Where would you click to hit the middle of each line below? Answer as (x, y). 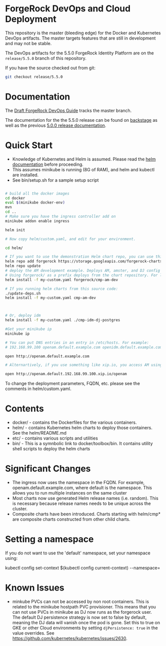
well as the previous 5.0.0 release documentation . (56, 125)
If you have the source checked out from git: (50, 68)
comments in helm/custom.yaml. (38, 389)
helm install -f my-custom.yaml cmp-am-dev (51, 298)
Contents (25, 409)
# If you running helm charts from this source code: (62, 289)
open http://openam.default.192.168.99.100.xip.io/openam (66, 374)
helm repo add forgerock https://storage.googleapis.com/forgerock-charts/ (85, 261)
